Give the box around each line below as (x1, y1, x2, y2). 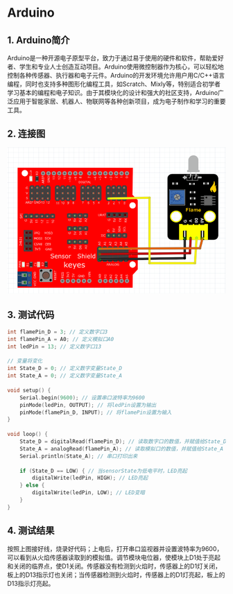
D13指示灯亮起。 (7, 579, 55, 587)
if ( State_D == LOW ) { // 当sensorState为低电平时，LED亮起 (19, 467, 187, 474)
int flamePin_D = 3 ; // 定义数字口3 (7, 328, 108, 335)
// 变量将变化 (7, 358, 43, 365)
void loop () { (7, 431, 49, 438)
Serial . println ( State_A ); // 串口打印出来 (19, 453, 138, 460)
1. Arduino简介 (7, 34, 71, 46)
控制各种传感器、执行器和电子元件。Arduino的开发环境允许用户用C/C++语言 (7, 71, 225, 79)
